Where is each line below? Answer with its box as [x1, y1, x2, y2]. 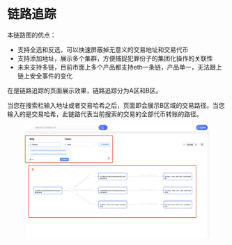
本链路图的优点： [7, 31, 56, 39]
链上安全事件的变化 [17, 71, 73, 80]
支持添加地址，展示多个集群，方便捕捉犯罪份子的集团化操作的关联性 [17, 54, 213, 63]
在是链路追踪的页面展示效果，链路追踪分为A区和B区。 [7, 86, 162, 95]
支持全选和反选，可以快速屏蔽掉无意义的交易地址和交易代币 [17, 45, 189, 54]
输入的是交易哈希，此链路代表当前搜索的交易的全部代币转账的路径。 [7, 109, 203, 118]
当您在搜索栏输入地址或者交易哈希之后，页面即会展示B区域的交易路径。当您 [7, 101, 225, 109]
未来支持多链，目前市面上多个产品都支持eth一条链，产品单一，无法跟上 [17, 63, 222, 71]
